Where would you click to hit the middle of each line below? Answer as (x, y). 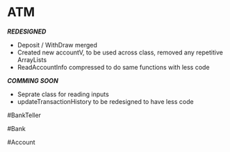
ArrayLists (32, 59)
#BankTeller (24, 115)
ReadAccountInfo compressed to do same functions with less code (113, 67)
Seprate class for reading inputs (63, 94)
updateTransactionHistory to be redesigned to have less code (105, 101)
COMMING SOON (33, 80)
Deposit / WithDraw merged (57, 45)
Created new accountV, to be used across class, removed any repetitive (120, 52)
